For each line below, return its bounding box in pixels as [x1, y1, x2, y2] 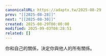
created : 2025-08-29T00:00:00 [5, 21, 70, 27]
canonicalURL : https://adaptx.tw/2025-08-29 [5, 7, 101, 13]
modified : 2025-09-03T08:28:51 [5, 26, 72, 31]
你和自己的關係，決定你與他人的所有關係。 [5, 45, 95, 51]
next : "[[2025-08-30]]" [5, 17, 56, 22]
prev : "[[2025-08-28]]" [5, 12, 56, 17]
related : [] [5, 31, 31, 36]
